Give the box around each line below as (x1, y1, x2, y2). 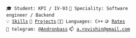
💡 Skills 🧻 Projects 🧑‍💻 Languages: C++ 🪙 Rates (6, 18, 125, 24)
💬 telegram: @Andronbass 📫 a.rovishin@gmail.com (6, 26, 130, 32)
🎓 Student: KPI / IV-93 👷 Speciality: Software (6, 5, 128, 11)
